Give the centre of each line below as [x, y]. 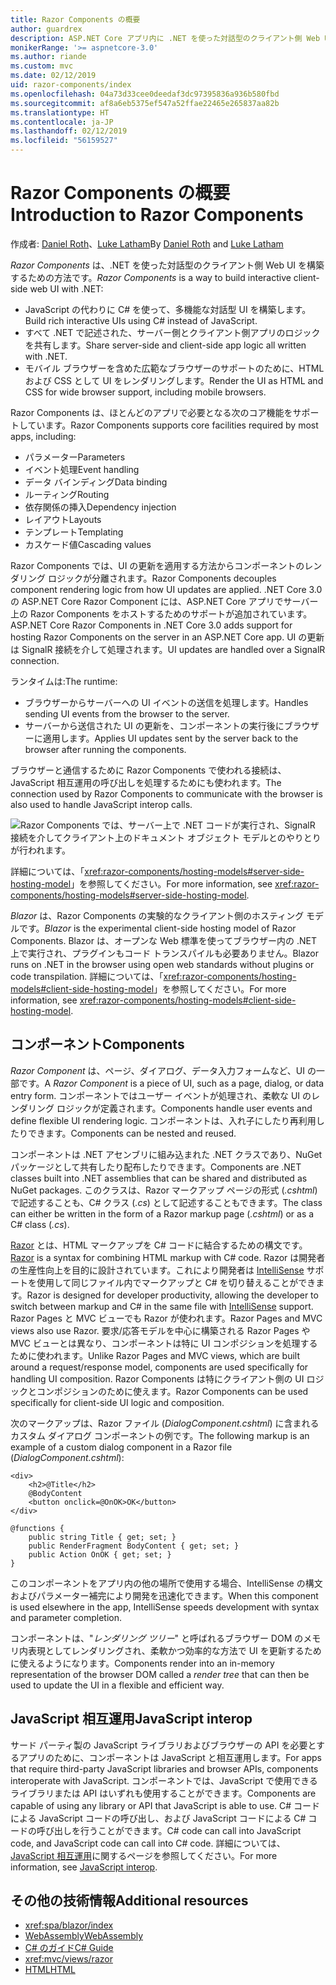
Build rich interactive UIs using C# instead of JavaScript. [141, 320]
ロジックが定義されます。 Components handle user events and [184, 1108]
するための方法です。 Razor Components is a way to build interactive [151, 277]
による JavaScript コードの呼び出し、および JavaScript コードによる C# [158, 1818]
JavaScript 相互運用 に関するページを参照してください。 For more [144, 1855]
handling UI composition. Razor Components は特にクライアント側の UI [157, 1378]
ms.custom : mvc [42, 66]
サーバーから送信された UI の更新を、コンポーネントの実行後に [154, 725]
